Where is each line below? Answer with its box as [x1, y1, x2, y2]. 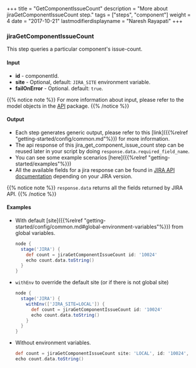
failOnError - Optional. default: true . [15, 85, 103, 92]
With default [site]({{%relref [15, 217, 83, 224]
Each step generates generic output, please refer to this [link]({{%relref [15, 129, 188, 136]
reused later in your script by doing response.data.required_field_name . [15, 147, 190, 155]
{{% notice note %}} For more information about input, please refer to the [6, 96, 184, 103]
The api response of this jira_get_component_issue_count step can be [15, 141, 184, 148]
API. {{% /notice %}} [6, 190, 57, 197]
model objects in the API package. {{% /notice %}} [6, 102, 130, 110]
